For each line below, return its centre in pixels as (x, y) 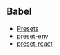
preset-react (35, 43)
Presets (28, 28)
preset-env (32, 36)
